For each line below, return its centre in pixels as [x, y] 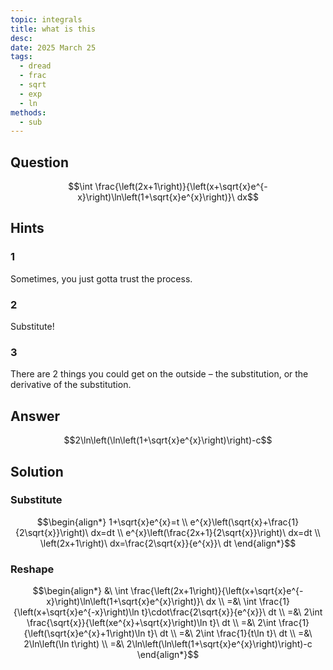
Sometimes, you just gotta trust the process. [101, 278]
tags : [21, 57]
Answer [35, 416]
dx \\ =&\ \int [231, 602]
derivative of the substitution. [71, 385]
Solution [37, 471]
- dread [35, 66]
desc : [21, 38]
